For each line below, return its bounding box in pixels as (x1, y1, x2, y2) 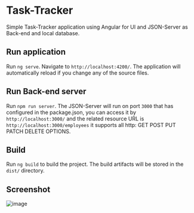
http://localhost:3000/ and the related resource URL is (6, 115, 144, 122)
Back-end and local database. (6, 29, 80, 36)
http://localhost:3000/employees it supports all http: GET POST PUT (6, 121, 176, 128)
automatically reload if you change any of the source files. (6, 69, 149, 76)
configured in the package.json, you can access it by (6, 109, 136, 116)
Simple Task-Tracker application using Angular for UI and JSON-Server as (6, 23, 188, 30)
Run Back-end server (6, 87, 87, 97)
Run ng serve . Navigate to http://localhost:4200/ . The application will (6, 63, 181, 70)
